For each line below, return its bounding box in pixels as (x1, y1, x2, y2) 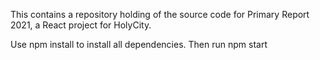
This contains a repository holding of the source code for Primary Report (10, 9, 310, 20)
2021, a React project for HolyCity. (10, 19, 152, 31)
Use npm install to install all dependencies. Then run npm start (10, 39, 268, 50)
